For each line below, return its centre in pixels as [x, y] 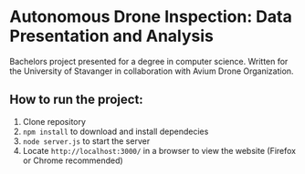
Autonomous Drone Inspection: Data [151, 17]
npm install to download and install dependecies [116, 131]
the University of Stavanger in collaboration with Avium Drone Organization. [152, 71]
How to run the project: [76, 100]
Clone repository [54, 121]
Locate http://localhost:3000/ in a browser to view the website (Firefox [159, 150]
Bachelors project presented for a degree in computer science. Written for [149, 61]
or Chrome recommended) [73, 160]
